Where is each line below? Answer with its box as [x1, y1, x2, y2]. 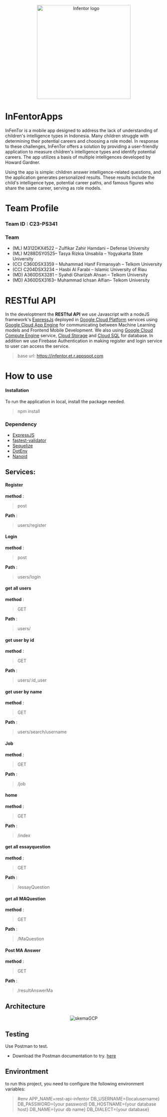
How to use [5, 371, 53, 382]
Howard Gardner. [5, 159, 41, 165]
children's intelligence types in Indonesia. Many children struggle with [5, 133, 149, 139]
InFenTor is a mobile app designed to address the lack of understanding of [5, 127, 158, 133]
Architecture [5, 1002, 46, 1010]
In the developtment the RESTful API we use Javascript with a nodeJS [5, 311, 150, 318]
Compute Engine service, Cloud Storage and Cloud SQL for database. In [5, 333, 154, 339]
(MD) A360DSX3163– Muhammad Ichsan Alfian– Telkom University [12, 277, 150, 283]
